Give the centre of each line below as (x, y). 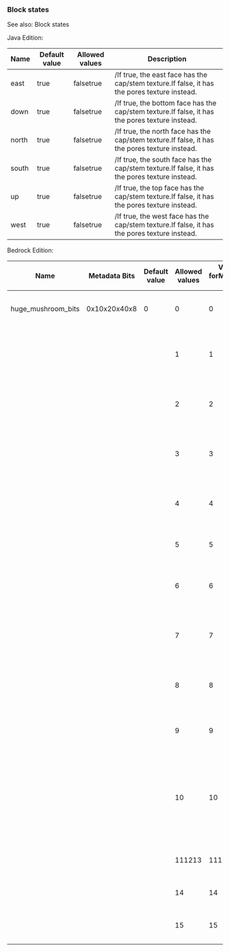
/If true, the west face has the (162, 216)
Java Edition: (25, 38)
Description (167, 59)
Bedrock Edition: (30, 250)
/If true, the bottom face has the (166, 103)
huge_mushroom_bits (45, 309)
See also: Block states (38, 25)
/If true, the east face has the (161, 75)
